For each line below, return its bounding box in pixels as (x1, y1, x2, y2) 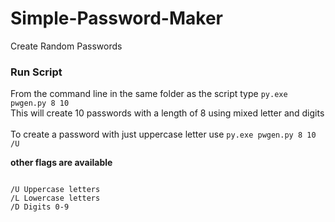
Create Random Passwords (10, 40, 123, 52)
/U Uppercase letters (10, 185, 101, 195)
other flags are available (10, 157, 113, 169)
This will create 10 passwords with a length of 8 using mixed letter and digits (10, 107, 325, 119)
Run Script (10, 65, 63, 79)
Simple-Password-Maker (10, 7, 223, 30)
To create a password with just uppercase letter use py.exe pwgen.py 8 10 (10, 128, 317, 141)
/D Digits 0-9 (10, 202, 70, 212)
